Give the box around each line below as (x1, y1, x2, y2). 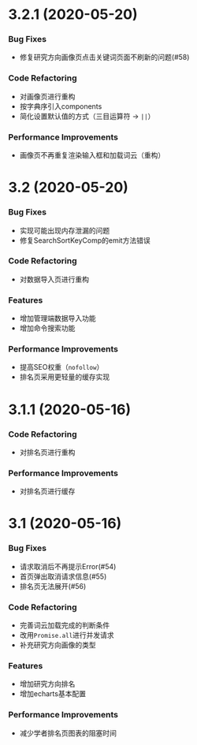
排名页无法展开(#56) (19, 581, 87, 590)
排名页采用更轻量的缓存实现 (19, 372, 110, 382)
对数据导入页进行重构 (19, 274, 89, 284)
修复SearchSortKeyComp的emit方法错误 (19, 235, 151, 245)
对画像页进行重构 (19, 91, 76, 101)
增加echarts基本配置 (19, 689, 87, 698)
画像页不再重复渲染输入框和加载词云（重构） (19, 151, 165, 160)
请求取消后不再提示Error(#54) (19, 561, 117, 571)
